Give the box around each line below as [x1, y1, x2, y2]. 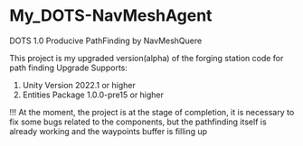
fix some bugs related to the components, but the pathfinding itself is [9, 116, 267, 127]
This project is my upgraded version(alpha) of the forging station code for [9, 52, 284, 63]
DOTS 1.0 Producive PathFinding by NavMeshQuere [9, 35, 203, 46]
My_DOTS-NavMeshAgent [9, 5, 213, 26]
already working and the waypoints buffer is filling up [9, 125, 208, 136]
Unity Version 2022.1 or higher [22, 79, 136, 90]
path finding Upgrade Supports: [9, 62, 128, 73]
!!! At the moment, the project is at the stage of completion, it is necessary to [9, 106, 295, 117]
